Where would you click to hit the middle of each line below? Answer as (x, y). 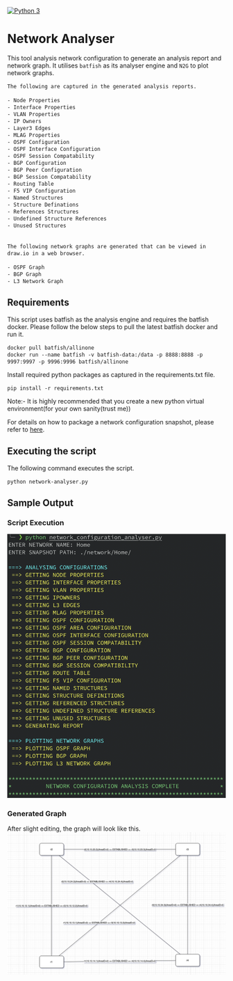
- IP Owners (24, 121)
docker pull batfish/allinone (51, 348)
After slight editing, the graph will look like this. (74, 829)
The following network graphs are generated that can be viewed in (107, 246)
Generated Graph (37, 813)
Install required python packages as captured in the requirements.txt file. (111, 374)
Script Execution (36, 523)
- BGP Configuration (37, 163)
